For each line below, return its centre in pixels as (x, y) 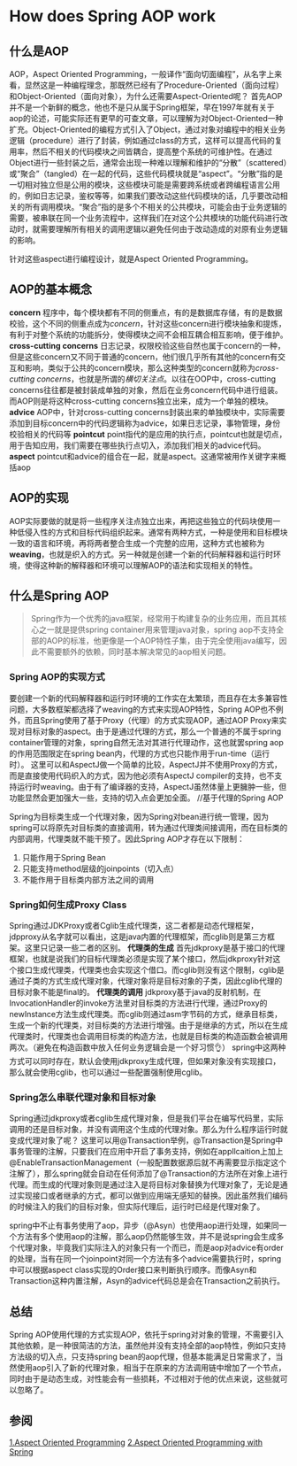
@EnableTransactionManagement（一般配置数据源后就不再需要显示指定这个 (148, 1162)
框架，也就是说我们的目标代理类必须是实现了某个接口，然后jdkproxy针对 (141, 959)
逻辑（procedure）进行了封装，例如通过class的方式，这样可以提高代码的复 (146, 140)
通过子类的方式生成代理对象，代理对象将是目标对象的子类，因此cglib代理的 (146, 981)
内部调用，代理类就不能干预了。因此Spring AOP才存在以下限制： (127, 838)
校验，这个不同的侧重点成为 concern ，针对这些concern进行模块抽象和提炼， (148, 323)
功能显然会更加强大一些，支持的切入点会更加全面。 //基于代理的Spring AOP (147, 798)
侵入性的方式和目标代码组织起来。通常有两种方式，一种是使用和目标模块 (156, 532)
